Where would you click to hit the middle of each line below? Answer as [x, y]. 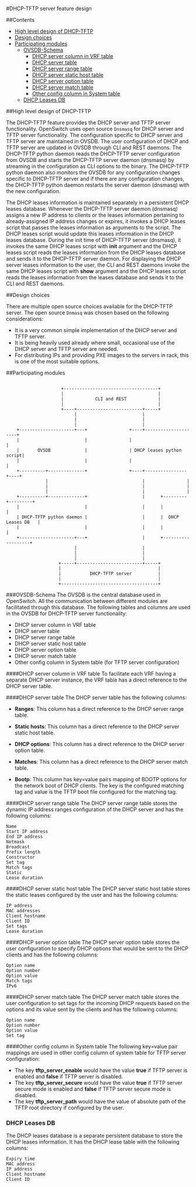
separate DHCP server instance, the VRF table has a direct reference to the [97, 680]
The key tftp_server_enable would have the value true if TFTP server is [101, 1070]
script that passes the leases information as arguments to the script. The [94, 227]
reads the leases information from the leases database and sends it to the [95, 277]
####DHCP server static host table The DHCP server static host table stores [98, 888]
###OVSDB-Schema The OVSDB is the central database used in [83, 595]
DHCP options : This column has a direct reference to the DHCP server [99, 744]
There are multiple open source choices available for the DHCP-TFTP [89, 306]
